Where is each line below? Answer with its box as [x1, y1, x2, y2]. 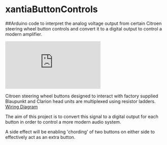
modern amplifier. [5, 31, 42, 37]
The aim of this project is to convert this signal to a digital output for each [5, 113, 158, 120]
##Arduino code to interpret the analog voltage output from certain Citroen [5, 20, 162, 26]
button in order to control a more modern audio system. [5, 119, 121, 125]
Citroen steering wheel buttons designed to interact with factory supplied [5, 93, 158, 99]
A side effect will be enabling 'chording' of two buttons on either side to [5, 128, 155, 135]
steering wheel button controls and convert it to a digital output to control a [5, 25, 162, 31]
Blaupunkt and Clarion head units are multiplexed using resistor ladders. [5, 98, 156, 104]
